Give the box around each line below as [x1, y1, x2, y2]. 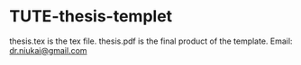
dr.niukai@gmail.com [9, 45, 87, 55]
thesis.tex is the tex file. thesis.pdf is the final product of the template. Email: [9, 36, 293, 46]
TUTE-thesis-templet [9, 6, 173, 27]
